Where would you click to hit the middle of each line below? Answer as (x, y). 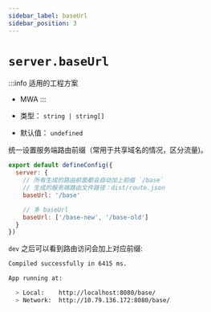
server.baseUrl (59, 62)
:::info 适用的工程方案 (43, 83)
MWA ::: (33, 99)
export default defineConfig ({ (61, 166)
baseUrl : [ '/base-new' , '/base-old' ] (86, 217)
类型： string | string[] (62, 116)
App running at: (35, 278)
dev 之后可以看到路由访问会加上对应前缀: (75, 248)
